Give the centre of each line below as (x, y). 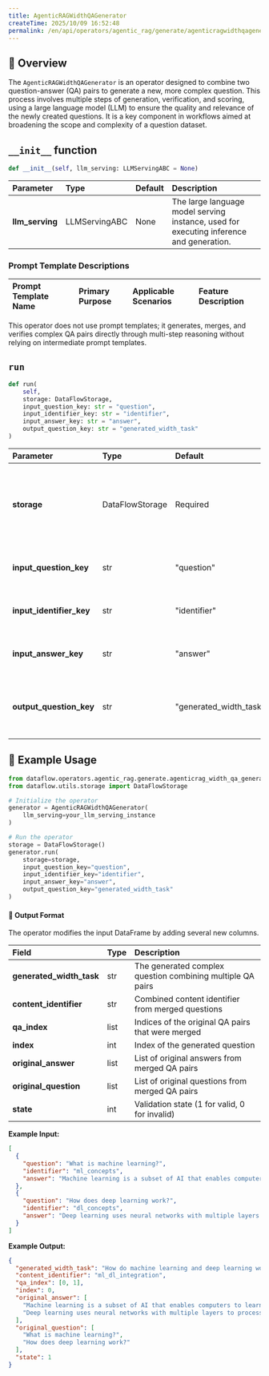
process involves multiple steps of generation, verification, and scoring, (126, 99)
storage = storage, (52, 859)
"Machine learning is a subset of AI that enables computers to (132, 1305)
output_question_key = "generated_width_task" (98, 890)
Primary (94, 292)
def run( (23, 384)
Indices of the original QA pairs (193, 1022)
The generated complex (180, 966)
